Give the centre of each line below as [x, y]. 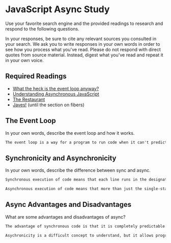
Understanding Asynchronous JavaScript [56, 94]
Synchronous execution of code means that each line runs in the [76, 180]
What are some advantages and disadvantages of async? [65, 217]
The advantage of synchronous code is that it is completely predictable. [86, 226]
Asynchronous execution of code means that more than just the [74, 189]
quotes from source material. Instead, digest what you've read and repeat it [84, 55]
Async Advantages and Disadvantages [68, 205]
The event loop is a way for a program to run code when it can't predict [86, 142]
